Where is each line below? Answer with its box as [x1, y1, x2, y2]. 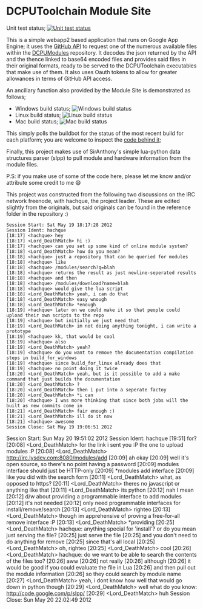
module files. [6, 160, 39, 168]
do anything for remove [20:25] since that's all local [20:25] [6, 538, 156, 545]
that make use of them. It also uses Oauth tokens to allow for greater [6, 68, 178, 75]
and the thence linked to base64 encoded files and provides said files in [6, 55, 187, 63]
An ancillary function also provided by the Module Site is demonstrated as [6, 86, 191, 94]
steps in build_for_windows [6, 354, 78, 361]
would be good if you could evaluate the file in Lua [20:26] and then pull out [6, 563, 196, 571]
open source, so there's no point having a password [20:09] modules [6, 460, 179, 467]
